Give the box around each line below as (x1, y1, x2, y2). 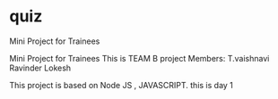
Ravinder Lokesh (9, 62, 72, 73)
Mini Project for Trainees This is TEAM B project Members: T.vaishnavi (9, 53, 270, 63)
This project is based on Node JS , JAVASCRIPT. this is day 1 (9, 79, 233, 90)
